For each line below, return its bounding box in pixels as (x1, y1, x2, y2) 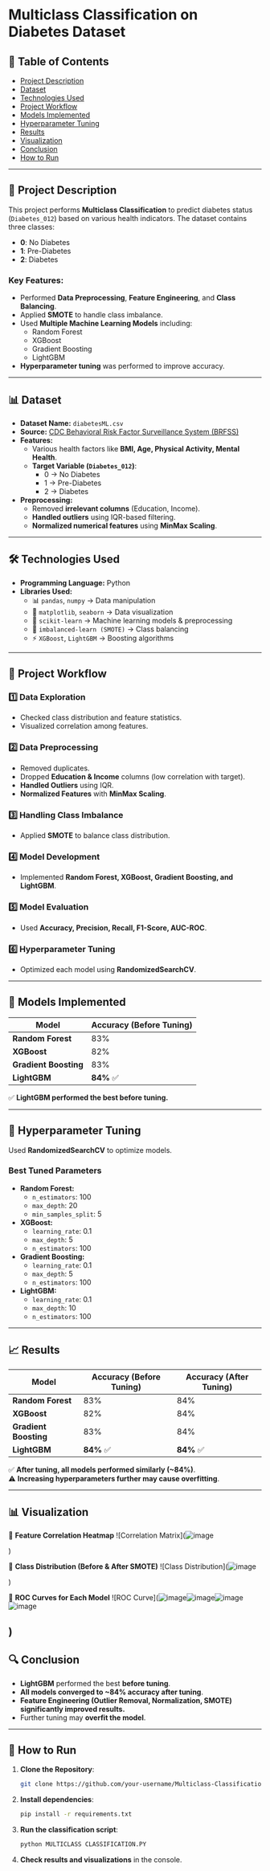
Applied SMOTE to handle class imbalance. (19, 310, 163, 320)
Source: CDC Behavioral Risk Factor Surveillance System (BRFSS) (19, 427, 239, 436)
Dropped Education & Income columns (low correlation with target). (19, 771, 246, 781)
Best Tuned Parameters (8, 1165, 102, 1176)
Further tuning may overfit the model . (19, 1713, 146, 1722)
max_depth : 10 (31, 1303, 76, 1313)
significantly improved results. (19, 1704, 125, 1714)
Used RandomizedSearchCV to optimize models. (8, 1145, 173, 1154)
